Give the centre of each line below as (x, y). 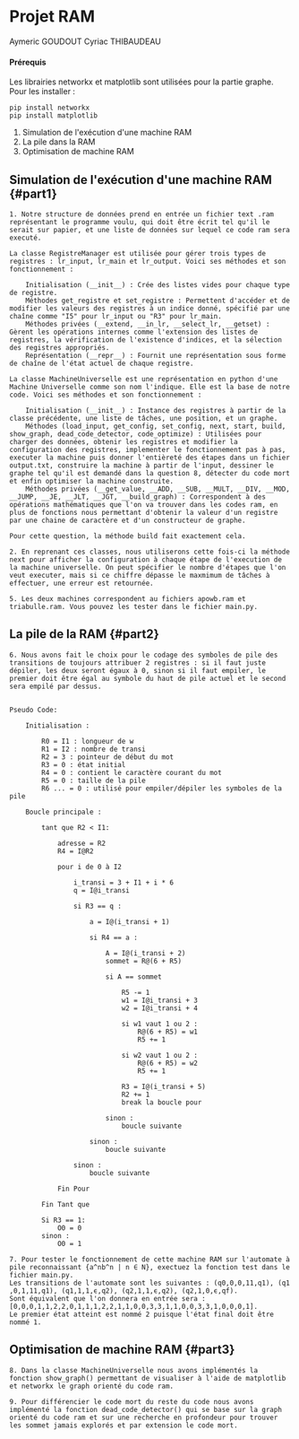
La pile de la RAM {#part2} (84, 634)
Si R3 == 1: (64, 1220)
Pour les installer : (43, 92)
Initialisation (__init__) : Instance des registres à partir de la (156, 410)
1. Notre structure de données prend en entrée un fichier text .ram (142, 214)
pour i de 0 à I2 (90, 867)
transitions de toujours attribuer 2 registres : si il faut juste (138, 663)
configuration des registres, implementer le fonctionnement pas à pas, (148, 449)
